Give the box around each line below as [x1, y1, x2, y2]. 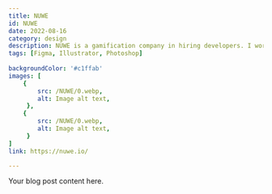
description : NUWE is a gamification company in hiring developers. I [8, 42, 252, 50]
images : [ [8, 72, 42, 80]
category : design [8, 34, 67, 43]
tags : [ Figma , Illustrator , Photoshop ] [8, 49, 143, 57]
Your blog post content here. [8, 176, 104, 186]
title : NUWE [8, 11, 49, 20]
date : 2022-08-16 [8, 27, 67, 35]
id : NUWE [8, 19, 38, 27]
